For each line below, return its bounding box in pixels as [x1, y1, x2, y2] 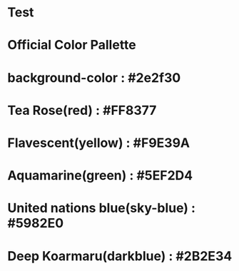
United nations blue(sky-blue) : [7, 200, 196, 216]
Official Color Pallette [7, 37, 137, 53]
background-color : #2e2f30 [7, 69, 181, 86]
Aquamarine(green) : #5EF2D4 [7, 168, 193, 184]
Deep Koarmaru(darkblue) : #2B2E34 [7, 247, 233, 264]
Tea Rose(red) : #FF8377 [7, 102, 157, 118]
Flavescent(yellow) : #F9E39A [7, 135, 190, 150]
